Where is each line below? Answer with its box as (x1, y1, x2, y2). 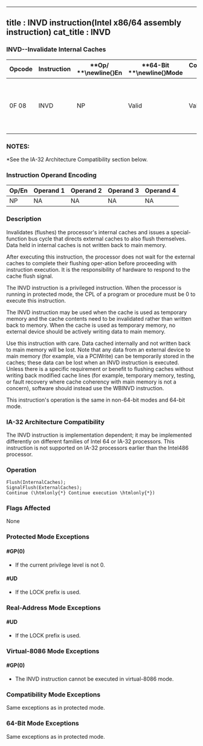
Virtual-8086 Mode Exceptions (6, 647, 100, 655)
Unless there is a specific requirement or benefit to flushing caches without (6, 365, 194, 372)
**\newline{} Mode (127, 68, 183, 77)
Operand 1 (33, 187, 65, 195)
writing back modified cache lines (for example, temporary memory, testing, (6, 371, 196, 379)
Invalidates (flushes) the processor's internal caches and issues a (6, 228, 170, 236)
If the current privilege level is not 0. (14, 561, 106, 568)
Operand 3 (108, 187, 139, 195)
